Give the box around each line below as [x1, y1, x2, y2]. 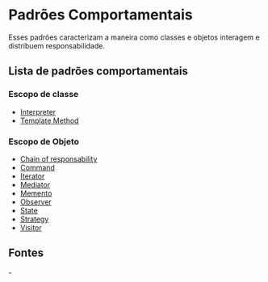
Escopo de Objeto [8, 136, 79, 147]
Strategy [19, 214, 49, 224]
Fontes [8, 246, 44, 260]
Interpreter [19, 107, 57, 116]
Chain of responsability [19, 154, 98, 163]
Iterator [19, 171, 45, 181]
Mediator [19, 179, 51, 189]
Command [19, 162, 55, 172]
